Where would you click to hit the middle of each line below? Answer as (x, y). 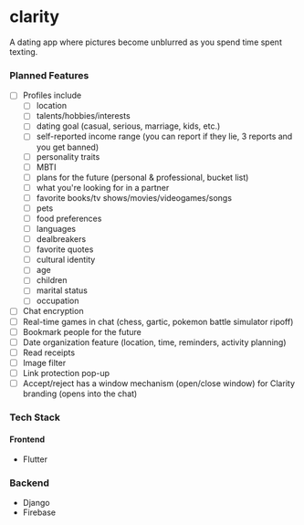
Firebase (39, 512)
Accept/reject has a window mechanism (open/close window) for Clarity (158, 383)
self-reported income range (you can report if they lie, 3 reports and (164, 136)
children (52, 280)
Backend (30, 483)
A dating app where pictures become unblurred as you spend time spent (146, 42)
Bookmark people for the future (82, 331)
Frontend (27, 439)
